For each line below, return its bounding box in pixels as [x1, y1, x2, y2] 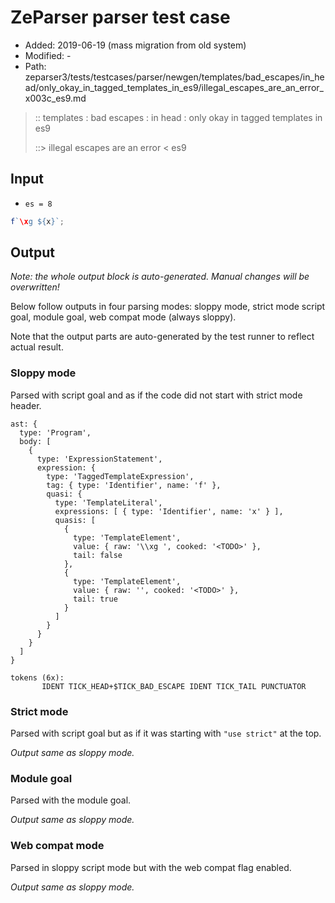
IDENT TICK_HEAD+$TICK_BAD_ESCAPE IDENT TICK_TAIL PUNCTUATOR [41, 681, 307, 691]
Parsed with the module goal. [10, 794, 132, 806]
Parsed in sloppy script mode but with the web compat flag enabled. [10, 861, 292, 873]
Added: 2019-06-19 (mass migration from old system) [24, 39, 247, 51]
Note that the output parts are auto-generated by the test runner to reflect [10, 331, 315, 343]
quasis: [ [54, 515, 97, 525]
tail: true [73, 594, 118, 604]
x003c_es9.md [24, 92, 87, 104]
